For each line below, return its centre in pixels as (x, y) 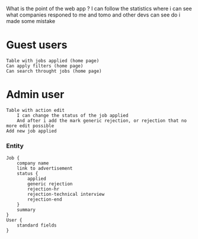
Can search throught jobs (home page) (54, 71)
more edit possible (30, 126)
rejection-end (45, 200)
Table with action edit (36, 110)
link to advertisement (45, 169)
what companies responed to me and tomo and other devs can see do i (93, 15)
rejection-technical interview (66, 195)
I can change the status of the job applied (73, 115)
